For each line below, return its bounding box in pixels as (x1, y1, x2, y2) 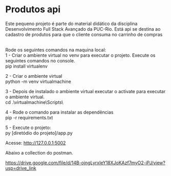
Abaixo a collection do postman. (5, 149, 73, 156)
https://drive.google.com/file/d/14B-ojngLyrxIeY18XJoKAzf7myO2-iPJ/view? (5, 160, 165, 166)
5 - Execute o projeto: (5, 124, 51, 130)
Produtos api (5, 4, 61, 15)
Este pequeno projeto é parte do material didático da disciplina (5, 20, 138, 27)
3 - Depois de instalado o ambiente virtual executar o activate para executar (5, 88, 166, 94)
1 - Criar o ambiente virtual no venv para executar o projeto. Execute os (5, 52, 156, 58)
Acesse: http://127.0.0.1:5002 (5, 140, 66, 146)
